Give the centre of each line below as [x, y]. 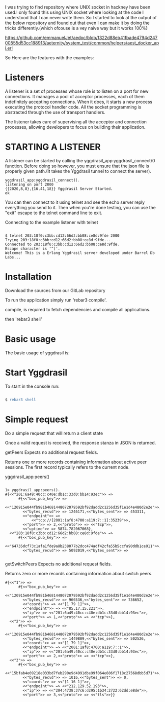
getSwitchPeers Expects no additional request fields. [58, 564]
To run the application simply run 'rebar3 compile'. [56, 300]
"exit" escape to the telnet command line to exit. [54, 213]
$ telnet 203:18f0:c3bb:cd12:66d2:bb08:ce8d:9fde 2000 [62, 236]
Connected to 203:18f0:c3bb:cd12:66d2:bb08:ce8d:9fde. [62, 244]
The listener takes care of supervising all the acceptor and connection [76, 122]
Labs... [13, 257]
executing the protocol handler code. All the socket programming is [73, 107]
